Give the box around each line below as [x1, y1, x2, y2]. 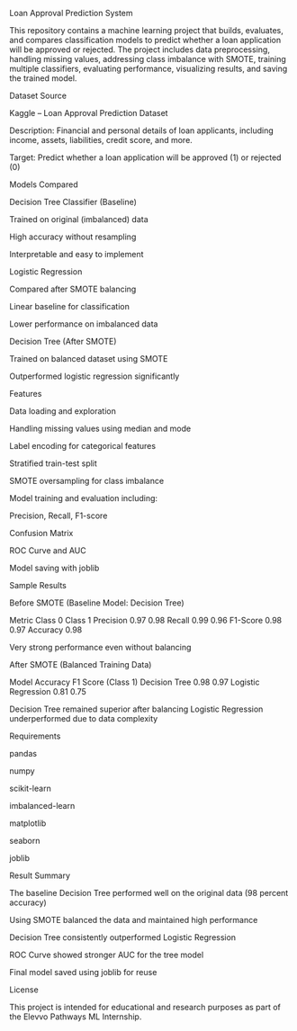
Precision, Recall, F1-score [9, 510, 108, 521]
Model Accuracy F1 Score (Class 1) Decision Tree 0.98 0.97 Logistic [9, 677, 260, 687]
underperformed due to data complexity [9, 713, 158, 723]
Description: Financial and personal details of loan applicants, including [9, 125, 274, 136]
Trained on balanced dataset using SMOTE [9, 354, 168, 363]
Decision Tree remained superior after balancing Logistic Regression [9, 704, 264, 714]
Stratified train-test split [9, 458, 97, 469]
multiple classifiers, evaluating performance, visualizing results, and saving [9, 63, 288, 74]
